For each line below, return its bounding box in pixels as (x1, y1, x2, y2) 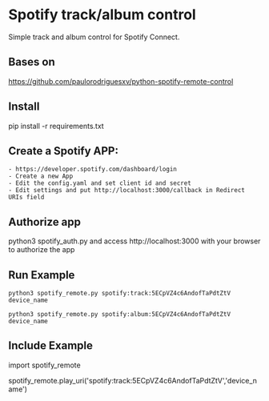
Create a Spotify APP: (8, 144, 118, 158)
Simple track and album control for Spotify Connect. (8, 32, 180, 42)
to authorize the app (8, 245, 75, 255)
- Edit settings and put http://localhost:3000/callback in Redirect (8, 186, 246, 194)
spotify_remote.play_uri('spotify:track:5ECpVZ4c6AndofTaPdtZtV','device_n (8, 375, 258, 385)
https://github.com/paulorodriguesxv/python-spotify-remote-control (8, 76, 234, 86)
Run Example (8, 268, 75, 282)
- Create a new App (8, 172, 74, 181)
